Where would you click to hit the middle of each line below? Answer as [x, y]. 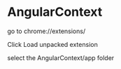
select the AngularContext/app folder [61, 58]
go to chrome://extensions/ [47, 31]
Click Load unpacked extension [52, 44]
